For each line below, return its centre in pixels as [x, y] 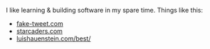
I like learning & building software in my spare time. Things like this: [105, 10]
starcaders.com [39, 31]
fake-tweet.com [40, 23]
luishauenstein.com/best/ [53, 38]
